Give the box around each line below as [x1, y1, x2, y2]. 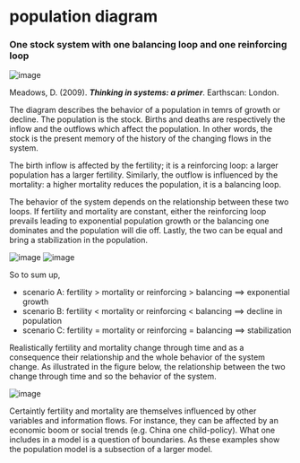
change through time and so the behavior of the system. [9, 371, 217, 382]
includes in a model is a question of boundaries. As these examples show [9, 434, 280, 445]
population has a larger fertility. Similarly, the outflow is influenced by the [9, 170, 279, 180]
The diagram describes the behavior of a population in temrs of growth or [9, 105, 280, 116]
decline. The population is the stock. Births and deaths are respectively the [9, 114, 286, 125]
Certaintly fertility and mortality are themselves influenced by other [9, 406, 257, 416]
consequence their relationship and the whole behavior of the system [9, 352, 266, 363]
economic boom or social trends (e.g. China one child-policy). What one [9, 424, 276, 436]
